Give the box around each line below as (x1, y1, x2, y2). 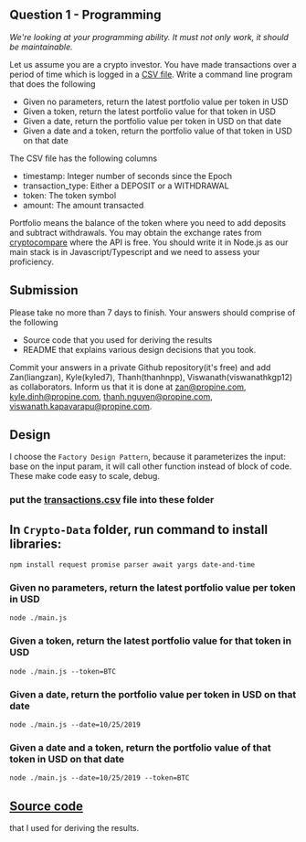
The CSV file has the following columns (9, 153, 158, 164)
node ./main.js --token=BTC (9, 666, 117, 676)
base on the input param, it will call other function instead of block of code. (9, 461, 292, 472)
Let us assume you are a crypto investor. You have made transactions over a (9, 59, 297, 69)
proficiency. (9, 256, 55, 267)
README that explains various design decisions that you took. (22, 344, 257, 355)
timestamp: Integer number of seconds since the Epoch (22, 170, 233, 181)
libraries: (9, 536, 62, 551)
